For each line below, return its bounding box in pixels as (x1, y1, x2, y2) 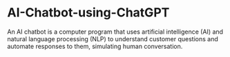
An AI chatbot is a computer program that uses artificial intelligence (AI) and (7, 27, 223, 36)
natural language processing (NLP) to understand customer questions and (7, 34, 219, 43)
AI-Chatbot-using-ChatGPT (7, 5, 170, 21)
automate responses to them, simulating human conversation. (7, 42, 183, 50)
